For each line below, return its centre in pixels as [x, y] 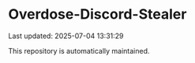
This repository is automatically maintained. [79, 51]
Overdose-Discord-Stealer [97, 14]
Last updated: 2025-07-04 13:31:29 [66, 36]
